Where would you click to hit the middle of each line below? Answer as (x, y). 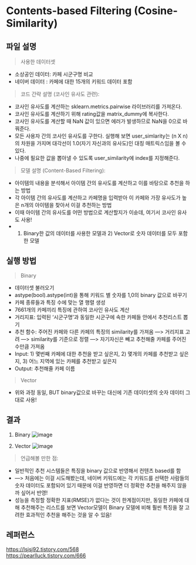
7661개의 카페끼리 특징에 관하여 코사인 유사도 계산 (72, 309)
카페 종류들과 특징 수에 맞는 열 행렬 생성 (60, 302)
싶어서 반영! (34, 493)
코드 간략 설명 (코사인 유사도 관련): (60, 94)
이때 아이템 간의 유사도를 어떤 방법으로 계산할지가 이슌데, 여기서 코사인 (95, 212)
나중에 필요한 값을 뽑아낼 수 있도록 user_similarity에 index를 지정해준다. (97, 158)
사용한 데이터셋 (38, 62)
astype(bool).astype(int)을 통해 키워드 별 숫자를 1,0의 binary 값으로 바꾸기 (101, 295)
